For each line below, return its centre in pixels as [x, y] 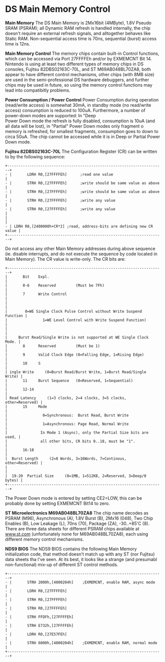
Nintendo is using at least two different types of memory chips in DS [74, 64]
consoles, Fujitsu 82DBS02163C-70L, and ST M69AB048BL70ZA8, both [78, 69]
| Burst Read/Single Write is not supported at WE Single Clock [77, 337]
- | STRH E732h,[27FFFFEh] [39, 625]
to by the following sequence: [35, 156]
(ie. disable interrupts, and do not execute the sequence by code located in [81, 254]
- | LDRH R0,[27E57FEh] [36, 634]
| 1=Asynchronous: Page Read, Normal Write [67, 424]
